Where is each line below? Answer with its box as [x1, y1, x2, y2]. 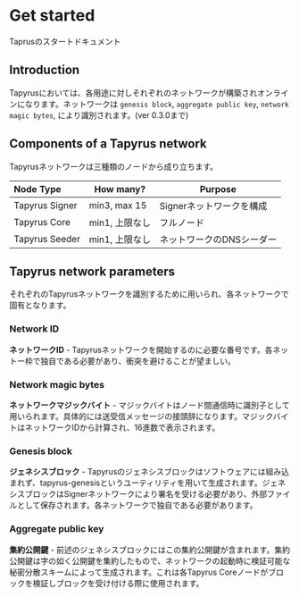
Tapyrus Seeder [13, 232, 80, 245]
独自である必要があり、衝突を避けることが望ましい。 [39, 355, 237, 366]
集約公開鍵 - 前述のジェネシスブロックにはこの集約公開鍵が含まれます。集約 [9, 544, 290, 555]
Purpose [199, 182, 237, 195]
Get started [9, 5, 96, 26]
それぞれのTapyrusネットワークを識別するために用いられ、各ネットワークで [9, 289, 290, 299]
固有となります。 [9, 300, 71, 311]
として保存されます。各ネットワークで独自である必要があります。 [16, 500, 258, 510]
